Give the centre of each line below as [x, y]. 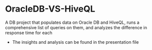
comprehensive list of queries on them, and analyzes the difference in [76, 27]
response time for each [29, 33]
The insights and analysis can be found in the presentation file [76, 42]
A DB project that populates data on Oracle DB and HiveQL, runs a [72, 22]
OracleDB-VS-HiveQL [50, 9]
